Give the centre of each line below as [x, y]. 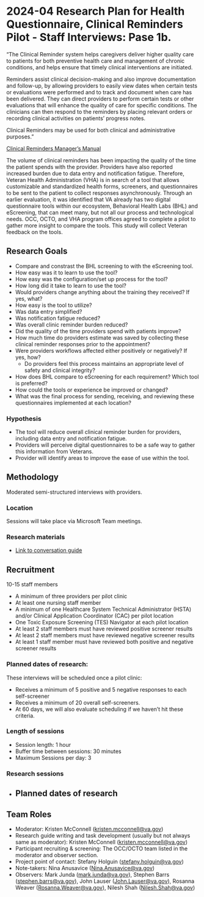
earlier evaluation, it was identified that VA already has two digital [89, 199]
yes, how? [28, 357]
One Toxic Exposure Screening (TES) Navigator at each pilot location [102, 623]
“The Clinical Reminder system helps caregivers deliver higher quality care [100, 54]
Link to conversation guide [49, 550]
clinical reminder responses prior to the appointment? [83, 344]
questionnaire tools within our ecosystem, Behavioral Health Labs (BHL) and [102, 206]
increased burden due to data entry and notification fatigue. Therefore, [95, 173]
